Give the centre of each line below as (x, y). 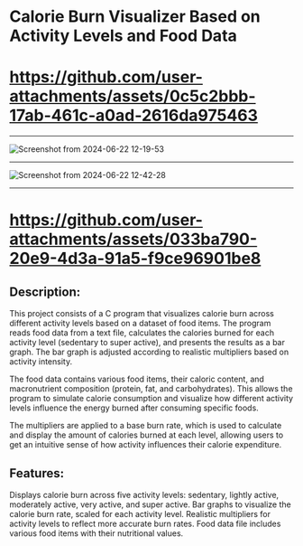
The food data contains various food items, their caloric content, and (137, 379)
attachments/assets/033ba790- (133, 239)
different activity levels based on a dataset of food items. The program (140, 324)
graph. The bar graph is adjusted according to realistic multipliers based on (149, 352)
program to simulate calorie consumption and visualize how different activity (151, 399)
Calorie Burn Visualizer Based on (135, 17)
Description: (45, 292)
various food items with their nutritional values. (96, 533)
